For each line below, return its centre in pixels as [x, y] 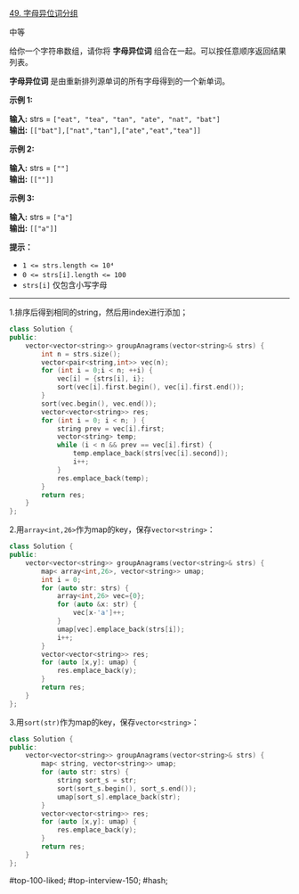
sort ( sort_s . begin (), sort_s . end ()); [127, 788]
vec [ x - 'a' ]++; [99, 613]
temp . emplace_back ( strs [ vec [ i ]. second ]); [150, 454]
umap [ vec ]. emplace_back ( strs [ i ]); [121, 629]
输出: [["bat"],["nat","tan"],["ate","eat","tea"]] [105, 130]
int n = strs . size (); [81, 354]
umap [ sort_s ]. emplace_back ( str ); [118, 797]
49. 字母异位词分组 [44, 13]
